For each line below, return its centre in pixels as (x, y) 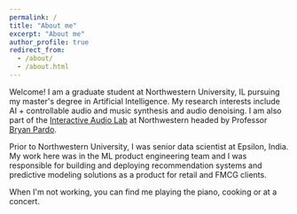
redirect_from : (37, 50)
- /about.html (43, 67)
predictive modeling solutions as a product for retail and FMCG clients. (138, 174)
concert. (24, 201)
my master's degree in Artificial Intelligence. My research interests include (145, 101)
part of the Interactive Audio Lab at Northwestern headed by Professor (138, 119)
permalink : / (33, 17)
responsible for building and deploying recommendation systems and (136, 165)
